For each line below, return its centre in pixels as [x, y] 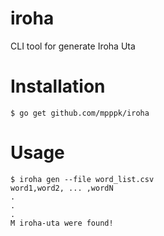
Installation [58, 86]
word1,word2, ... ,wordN [62, 188]
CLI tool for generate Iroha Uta [73, 46]
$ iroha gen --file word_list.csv [82, 179]
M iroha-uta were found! [62, 223]
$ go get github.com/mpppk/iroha [80, 113]
